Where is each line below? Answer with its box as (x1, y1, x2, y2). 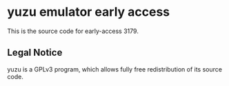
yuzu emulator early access (7, 4, 170, 20)
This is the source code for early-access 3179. (7, 27, 139, 35)
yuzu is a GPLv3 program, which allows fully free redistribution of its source (7, 65, 223, 73)
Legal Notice (7, 47, 63, 58)
